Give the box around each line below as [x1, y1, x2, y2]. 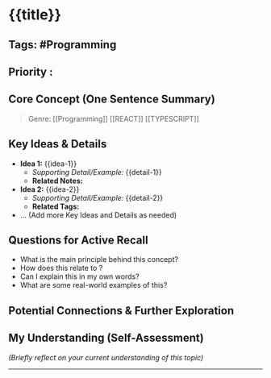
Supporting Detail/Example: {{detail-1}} [31, 167, 163, 177]
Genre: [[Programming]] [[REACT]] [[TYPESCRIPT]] [27, 114, 199, 123]
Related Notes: [31, 176, 83, 185]
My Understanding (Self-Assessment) [8, 331, 204, 345]
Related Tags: [31, 201, 80, 211]
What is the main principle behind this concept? [19, 255, 179, 264]
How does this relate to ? [19, 264, 103, 273]
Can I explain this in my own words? [19, 272, 140, 281]
